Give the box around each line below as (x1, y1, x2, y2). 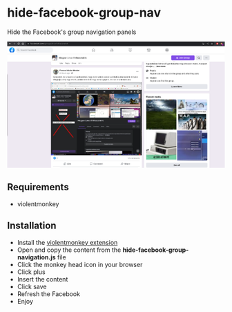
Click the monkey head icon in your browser (17, 260, 143, 268)
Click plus (17, 268, 46, 276)
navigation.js (17, 253, 57, 261)
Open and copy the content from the (17, 246, 122, 254)
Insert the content (17, 275, 68, 283)
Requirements (7, 181, 69, 193)
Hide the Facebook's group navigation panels (7, 28, 137, 36)
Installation (7, 220, 57, 232)
